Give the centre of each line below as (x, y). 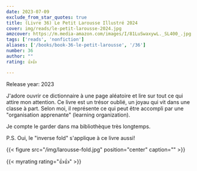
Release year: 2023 (30, 84)
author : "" (20, 56)
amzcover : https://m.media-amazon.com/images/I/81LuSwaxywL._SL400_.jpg (99, 34)
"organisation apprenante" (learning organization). (68, 115)
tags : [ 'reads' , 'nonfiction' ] (45, 39)
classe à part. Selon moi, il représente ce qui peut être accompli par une (95, 108)
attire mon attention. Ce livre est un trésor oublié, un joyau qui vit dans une (98, 102)
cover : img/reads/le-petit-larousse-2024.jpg (64, 28)
